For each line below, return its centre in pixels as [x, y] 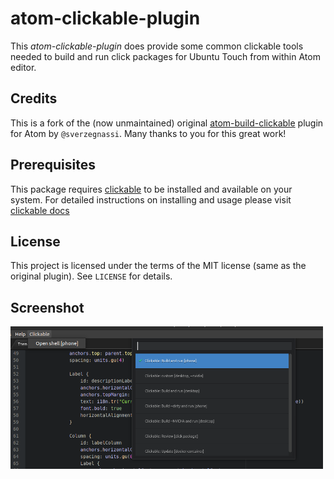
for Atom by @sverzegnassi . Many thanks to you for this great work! [148, 133]
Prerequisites [53, 165]
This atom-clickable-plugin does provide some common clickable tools [157, 46]
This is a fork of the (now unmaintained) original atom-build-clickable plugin [167, 123]
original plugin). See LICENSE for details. [91, 276]
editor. [23, 67]
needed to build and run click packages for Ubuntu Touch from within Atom [165, 56]
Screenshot [47, 307]
